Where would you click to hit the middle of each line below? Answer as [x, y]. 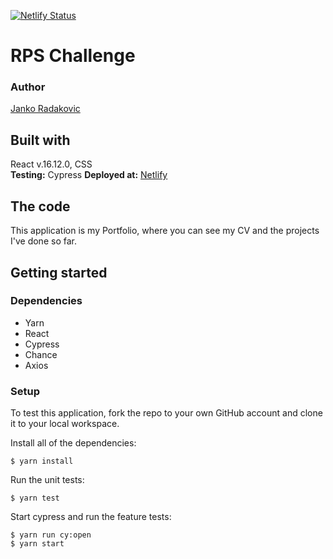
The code [40, 206]
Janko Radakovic [45, 109]
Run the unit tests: [47, 480]
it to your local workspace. [65, 424]
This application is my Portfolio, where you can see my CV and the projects [165, 231]
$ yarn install [42, 461]
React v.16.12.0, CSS [51, 164]
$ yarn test [35, 498]
